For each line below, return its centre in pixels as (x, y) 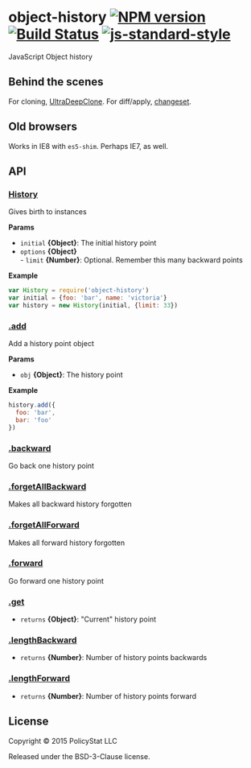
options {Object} (49, 252)
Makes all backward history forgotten (70, 504)
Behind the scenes (56, 82)
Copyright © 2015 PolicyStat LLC (63, 741)
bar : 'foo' (34, 420)
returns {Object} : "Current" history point (88, 619)
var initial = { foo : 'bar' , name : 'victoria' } (88, 298)
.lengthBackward (43, 640)
